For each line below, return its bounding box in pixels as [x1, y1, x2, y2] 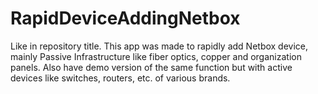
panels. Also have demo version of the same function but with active [10, 61, 293, 73]
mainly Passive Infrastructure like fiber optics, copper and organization [10, 50, 302, 62]
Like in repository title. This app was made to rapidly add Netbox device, [10, 40, 309, 52]
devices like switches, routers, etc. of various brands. [10, 72, 231, 84]
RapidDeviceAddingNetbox [10, 7, 241, 30]
